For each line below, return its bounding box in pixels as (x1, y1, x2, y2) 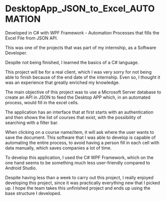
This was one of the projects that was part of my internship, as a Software (5, 44, 157, 50)
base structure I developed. (5, 190, 61, 196)
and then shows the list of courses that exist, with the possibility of (5, 114, 142, 120)
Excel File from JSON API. (5, 35, 58, 41)
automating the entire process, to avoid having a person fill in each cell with (5, 139, 160, 146)
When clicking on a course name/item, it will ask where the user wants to (5, 129, 155, 135)
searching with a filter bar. (5, 120, 58, 125)
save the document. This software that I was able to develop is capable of (5, 134, 156, 140)
